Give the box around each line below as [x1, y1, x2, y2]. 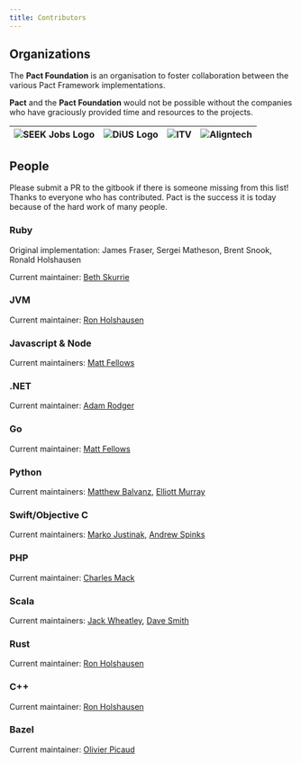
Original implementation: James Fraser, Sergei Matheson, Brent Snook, [9, 244, 272, 255]
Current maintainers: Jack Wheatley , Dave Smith [9, 614, 189, 626]
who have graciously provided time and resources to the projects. [9, 107, 254, 118]
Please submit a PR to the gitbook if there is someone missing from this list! [9, 182, 289, 194]
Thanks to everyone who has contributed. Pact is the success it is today [9, 192, 277, 203]
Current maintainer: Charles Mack [9, 572, 135, 583]
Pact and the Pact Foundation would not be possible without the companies [9, 97, 293, 108]
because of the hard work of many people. [9, 202, 169, 213]
